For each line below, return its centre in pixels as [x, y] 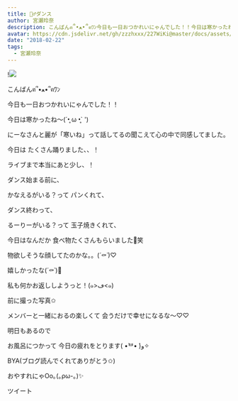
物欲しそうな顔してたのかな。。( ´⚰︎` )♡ [62, 255]
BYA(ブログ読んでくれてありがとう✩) [61, 361]
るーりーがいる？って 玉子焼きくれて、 [64, 225]
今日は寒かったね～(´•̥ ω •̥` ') [48, 119]
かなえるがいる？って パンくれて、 [58, 194]
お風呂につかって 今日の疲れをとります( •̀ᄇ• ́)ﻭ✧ [79, 346]
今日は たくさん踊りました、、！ [53, 149]
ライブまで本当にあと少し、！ [51, 165]
